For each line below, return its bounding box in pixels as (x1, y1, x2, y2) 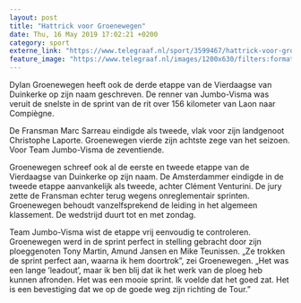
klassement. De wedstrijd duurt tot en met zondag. (9, 210, 196, 220)
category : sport (9, 38, 70, 48)
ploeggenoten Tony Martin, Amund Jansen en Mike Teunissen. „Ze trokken (9, 246, 286, 256)
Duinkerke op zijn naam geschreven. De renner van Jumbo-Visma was (9, 89, 270, 100)
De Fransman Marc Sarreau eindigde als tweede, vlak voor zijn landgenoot (9, 126, 285, 135)
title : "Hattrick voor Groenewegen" (9, 22, 146, 30)
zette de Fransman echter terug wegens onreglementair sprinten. (9, 190, 250, 201)
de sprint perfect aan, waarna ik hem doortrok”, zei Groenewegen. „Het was (9, 255, 289, 265)
